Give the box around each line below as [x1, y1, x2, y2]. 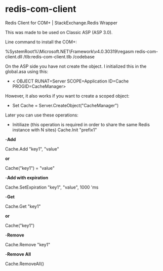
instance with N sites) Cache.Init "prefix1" [12, 127, 97, 133]
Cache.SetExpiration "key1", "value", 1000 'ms [5, 184, 99, 190]
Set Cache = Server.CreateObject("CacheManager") [12, 102, 119, 108]
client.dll [5, 53, 23, 60]
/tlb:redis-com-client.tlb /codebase [23, 53, 95, 60]
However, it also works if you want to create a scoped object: [5, 93, 130, 99]
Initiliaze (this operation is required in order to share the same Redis [12, 121, 150, 127]
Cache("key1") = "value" [5, 165, 55, 171]
